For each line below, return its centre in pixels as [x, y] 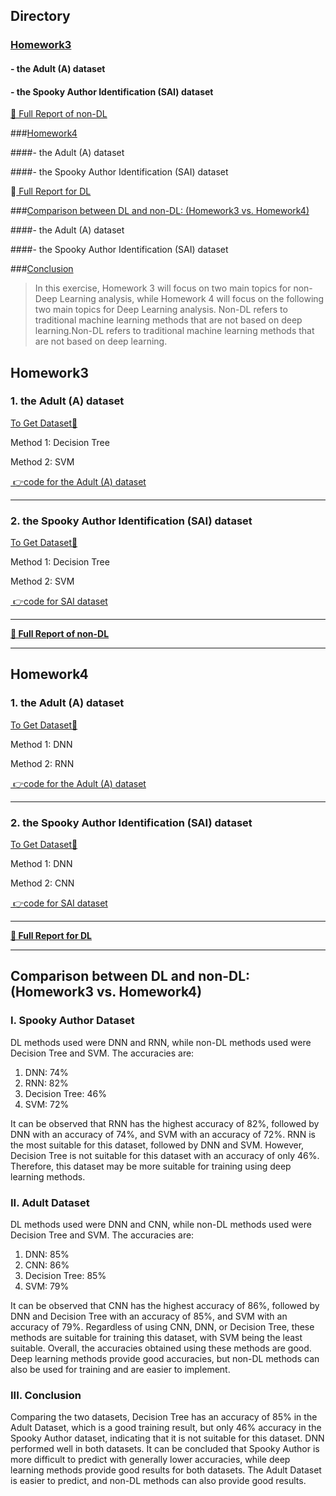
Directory [40, 16]
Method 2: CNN [42, 883]
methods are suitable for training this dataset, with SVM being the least [156, 1338]
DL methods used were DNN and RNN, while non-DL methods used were [161, 1042]
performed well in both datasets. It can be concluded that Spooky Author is [165, 1449]
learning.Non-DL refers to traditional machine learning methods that [174, 331]
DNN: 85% [47, 1255]
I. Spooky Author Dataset [72, 1021]
